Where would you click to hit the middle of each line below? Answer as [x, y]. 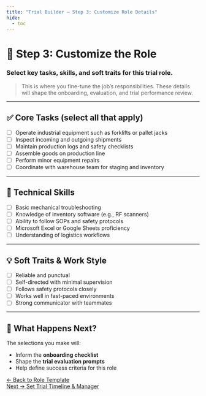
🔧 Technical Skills [41, 193]
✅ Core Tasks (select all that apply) [75, 118]
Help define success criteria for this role [66, 368]
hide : [13, 18]
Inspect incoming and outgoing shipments [68, 139]
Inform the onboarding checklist [57, 355]
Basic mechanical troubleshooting [58, 207]
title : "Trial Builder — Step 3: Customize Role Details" [82, 12]
